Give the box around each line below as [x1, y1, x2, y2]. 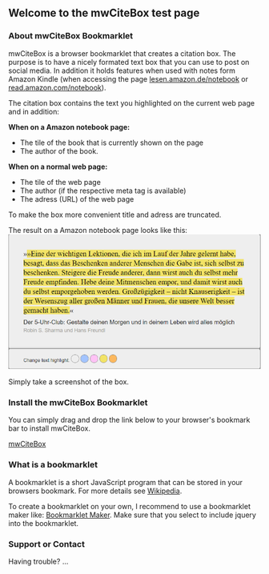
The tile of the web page [19, 177, 102, 187]
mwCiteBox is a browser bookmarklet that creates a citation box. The [8, 48, 236, 58]
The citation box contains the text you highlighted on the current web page [8, 98, 255, 107]
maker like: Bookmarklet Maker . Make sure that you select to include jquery [8, 510, 256, 520]
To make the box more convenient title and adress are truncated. [8, 210, 222, 219]
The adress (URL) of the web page [19, 194, 134, 203]
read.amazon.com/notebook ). [8, 82, 106, 92]
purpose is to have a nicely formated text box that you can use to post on [8, 57, 250, 66]
